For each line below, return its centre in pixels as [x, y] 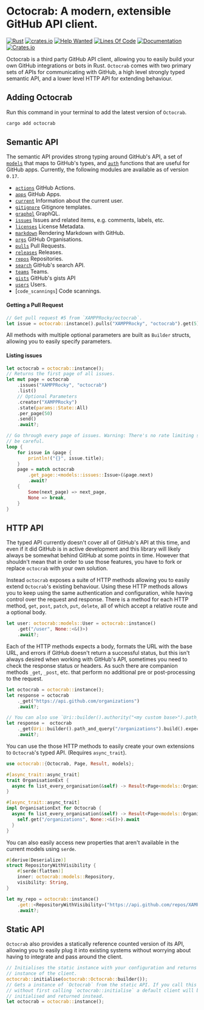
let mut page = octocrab [38, 380]
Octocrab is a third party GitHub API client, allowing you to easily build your [100, 59]
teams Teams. [32, 272]
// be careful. [25, 441]
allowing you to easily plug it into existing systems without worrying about [99, 951]
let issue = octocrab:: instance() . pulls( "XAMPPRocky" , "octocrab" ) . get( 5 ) [103, 324]
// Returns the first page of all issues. [61, 374]
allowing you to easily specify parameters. [59, 342]
